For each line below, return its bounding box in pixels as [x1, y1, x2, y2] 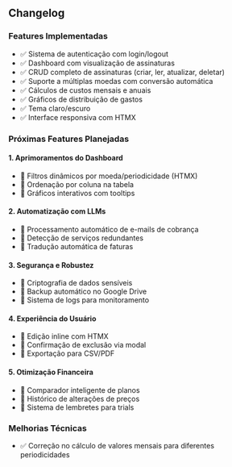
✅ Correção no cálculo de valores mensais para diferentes [19, 440, 215, 450]
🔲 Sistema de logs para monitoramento [19, 295, 150, 305]
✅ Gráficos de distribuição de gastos [19, 94, 143, 104]
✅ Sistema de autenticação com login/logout [19, 48, 169, 59]
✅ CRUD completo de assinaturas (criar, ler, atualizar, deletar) [19, 67, 226, 77]
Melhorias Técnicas [8, 423, 87, 434]
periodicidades [19, 449, 70, 459]
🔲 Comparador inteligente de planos [19, 385, 140, 394]
